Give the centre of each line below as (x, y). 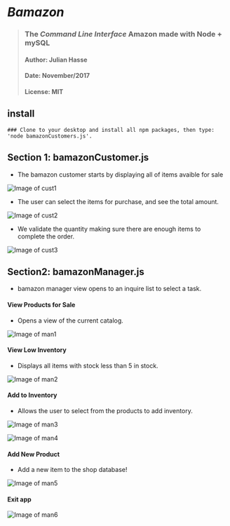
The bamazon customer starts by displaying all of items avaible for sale (120, 174)
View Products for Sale (41, 304)
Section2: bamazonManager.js (76, 272)
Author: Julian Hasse (56, 60)
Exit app (19, 499)
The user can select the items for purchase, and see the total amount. (118, 201)
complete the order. (46, 236)
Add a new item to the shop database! (72, 470)
